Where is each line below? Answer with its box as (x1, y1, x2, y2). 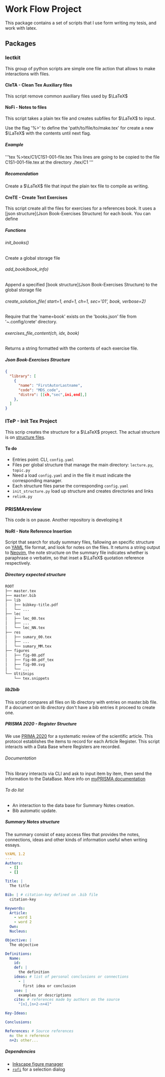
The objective (9, 942, 38, 947)
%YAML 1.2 (5, 852, 26, 856)
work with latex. (5, 25, 37, 31)
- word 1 (14, 915, 32, 920)
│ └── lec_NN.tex (5, 626, 45, 630)
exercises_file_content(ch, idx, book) (5, 330, 80, 336)
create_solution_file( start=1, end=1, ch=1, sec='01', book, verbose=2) (5, 298, 146, 304)
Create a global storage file (5, 255, 61, 261)
